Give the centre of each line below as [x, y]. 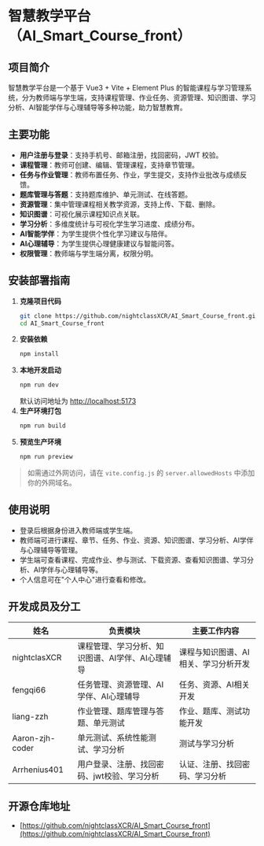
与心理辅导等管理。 [51, 550]
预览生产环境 [40, 442]
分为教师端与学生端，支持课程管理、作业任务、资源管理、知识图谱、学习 [139, 98]
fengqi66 [29, 689]
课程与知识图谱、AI [214, 652]
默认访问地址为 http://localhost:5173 [78, 401]
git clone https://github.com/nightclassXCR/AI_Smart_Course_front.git [139, 316]
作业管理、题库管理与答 [121, 711]
